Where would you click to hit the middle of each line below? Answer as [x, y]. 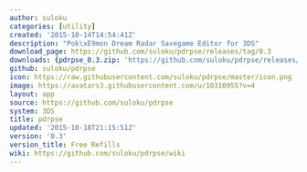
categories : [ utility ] [53, 26]
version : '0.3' [38, 137]
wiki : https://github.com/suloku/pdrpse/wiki [97, 153]
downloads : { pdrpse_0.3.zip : [65, 60]
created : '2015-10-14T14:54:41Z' [73, 35]
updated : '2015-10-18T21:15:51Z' [73, 128]
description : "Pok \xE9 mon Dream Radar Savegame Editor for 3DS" [134, 43]
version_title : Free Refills [65, 145]
